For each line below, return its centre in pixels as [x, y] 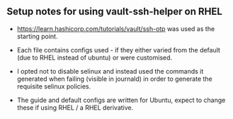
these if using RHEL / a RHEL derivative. [75, 107]
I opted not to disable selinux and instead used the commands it [110, 71]
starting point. [37, 36]
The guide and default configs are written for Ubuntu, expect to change [121, 100]
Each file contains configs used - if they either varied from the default [119, 50]
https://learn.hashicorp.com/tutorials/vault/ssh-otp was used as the [116, 28]
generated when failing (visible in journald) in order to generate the [115, 79]
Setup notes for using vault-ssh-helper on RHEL [114, 12]
